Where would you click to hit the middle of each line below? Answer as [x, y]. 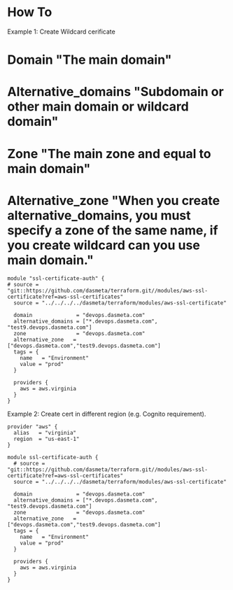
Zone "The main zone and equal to [109, 154]
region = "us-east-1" [47, 439]
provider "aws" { [33, 427]
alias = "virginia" [45, 433]
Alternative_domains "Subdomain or [115, 92]
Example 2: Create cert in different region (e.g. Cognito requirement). [107, 414]
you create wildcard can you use [104, 245]
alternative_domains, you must [99, 215]
